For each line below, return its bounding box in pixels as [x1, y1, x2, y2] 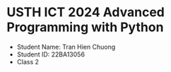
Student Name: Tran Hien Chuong [16, 42, 116, 51]
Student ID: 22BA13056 [16, 50, 85, 59]
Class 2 [16, 57, 40, 66]
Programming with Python [6, 19, 164, 35]
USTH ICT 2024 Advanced [6, 4, 165, 20]
